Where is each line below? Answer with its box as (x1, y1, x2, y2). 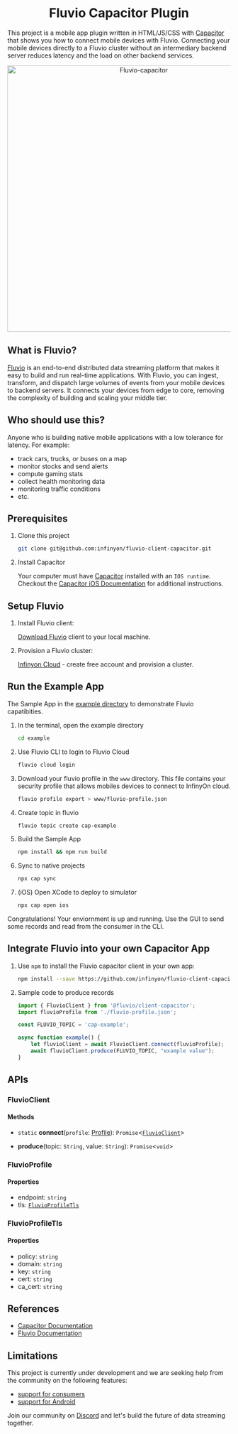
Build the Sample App (17, 835, 81, 843)
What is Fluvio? (7, 345, 77, 357)
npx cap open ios (17, 902, 69, 909)
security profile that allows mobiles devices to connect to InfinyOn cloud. (17, 782, 231, 790)
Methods (7, 1112, 35, 1121)
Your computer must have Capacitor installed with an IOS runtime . (17, 572, 211, 581)
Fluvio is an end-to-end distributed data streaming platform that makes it (7, 363, 220, 372)
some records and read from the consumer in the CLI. (7, 922, 164, 930)
